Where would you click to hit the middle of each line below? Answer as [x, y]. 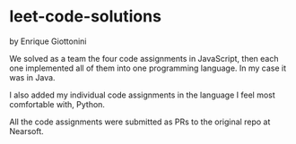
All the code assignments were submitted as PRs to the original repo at [140, 122]
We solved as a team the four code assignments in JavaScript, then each [144, 58]
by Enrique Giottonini [48, 41]
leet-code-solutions [85, 17]
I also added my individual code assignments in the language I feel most [142, 95]
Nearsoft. [27, 131]
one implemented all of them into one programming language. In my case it [148, 68]
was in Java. [32, 77]
